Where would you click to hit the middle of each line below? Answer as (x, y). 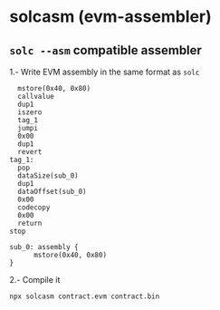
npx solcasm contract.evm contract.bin (85, 296)
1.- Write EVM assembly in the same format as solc (105, 72)
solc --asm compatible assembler (105, 50)
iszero (30, 112)
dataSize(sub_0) (48, 176)
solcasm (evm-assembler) (111, 17)
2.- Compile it (35, 280)
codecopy (34, 208)
